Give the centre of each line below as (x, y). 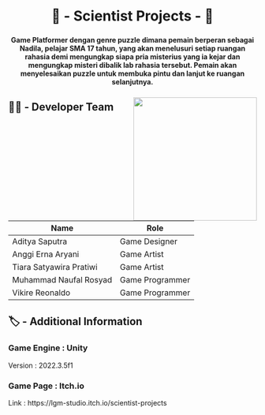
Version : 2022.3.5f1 (41, 365)
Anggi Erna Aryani (46, 254)
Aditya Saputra (40, 241)
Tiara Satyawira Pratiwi (55, 267)
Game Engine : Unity (48, 348)
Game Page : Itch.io (46, 386)
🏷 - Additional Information (75, 322)
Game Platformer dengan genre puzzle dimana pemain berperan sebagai (132, 40)
